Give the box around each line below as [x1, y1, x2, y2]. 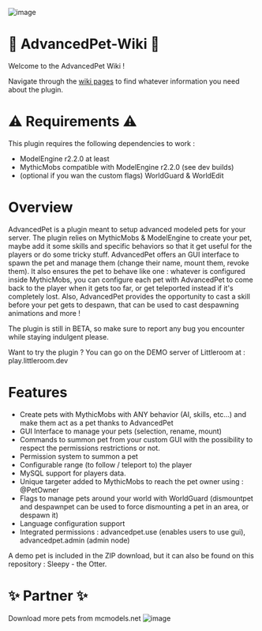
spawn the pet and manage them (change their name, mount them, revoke [8, 257, 250, 268]
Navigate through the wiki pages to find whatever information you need [8, 76, 240, 86]
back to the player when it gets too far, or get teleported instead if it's [8, 283, 234, 292]
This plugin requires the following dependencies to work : [8, 138, 196, 148]
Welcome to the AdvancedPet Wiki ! [8, 61, 125, 70]
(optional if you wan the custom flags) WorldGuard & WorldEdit [19, 171, 224, 180]
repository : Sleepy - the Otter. [8, 559, 107, 569]
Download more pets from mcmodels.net [8, 613, 141, 623]
